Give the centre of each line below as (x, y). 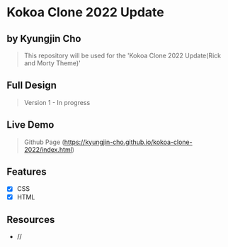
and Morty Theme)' (52, 63)
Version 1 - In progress (57, 102)
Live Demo (30, 125)
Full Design (32, 86)
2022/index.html (48, 149)
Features (27, 172)
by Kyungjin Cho (44, 39)
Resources (31, 220)
